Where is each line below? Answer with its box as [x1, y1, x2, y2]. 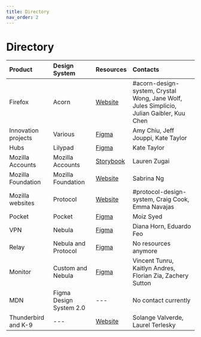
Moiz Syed [132, 212, 163, 221]
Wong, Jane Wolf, [132, 94, 182, 102]
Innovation [9, 126, 39, 135]
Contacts [132, 65, 160, 74]
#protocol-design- [132, 188, 187, 196]
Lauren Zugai [132, 157, 170, 165]
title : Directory [6, 8, 50, 15]
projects [9, 134, 33, 142]
